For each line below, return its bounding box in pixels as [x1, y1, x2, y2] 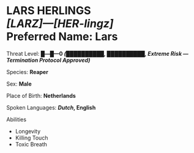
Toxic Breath [15, 140, 48, 147]
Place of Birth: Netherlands [6, 92, 76, 99]
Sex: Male [6, 80, 32, 88]
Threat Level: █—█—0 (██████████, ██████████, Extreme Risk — [6, 50, 188, 57]
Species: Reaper [6, 68, 49, 75]
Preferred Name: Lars [6, 30, 118, 43]
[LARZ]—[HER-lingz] [6, 17, 114, 31]
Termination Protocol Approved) [6, 56, 91, 64]
